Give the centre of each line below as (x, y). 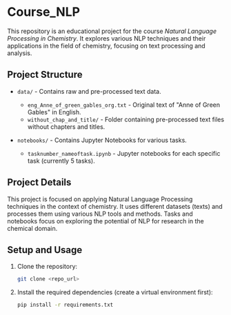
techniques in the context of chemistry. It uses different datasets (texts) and (115, 206)
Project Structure (45, 75)
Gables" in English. (54, 112)
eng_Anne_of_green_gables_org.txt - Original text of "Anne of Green (124, 105)
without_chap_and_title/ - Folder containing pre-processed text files (126, 119)
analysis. (20, 53)
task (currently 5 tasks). (61, 161)
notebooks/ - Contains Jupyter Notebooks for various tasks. (102, 140)
